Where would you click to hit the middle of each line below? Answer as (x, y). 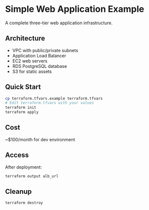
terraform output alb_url (32, 176)
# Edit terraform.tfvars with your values (50, 103)
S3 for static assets (32, 71)
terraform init (21, 107)
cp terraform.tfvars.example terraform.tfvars (54, 98)
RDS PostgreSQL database (40, 66)
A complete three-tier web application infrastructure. (59, 23)
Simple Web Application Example (75, 9)
